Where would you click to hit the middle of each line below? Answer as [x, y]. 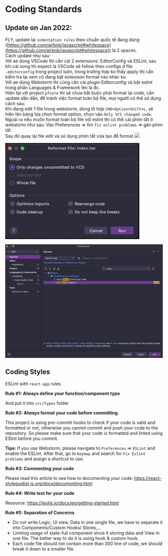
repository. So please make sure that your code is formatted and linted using [84, 433]
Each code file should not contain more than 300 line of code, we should [87, 543]
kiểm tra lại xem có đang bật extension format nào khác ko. [66, 77]
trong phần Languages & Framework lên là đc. [52, 88]
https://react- [148, 478]
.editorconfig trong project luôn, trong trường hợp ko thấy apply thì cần [79, 72]
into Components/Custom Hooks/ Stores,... [57, 528]
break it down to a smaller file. [43, 549]
